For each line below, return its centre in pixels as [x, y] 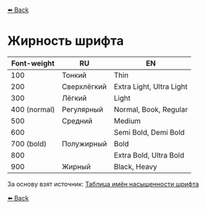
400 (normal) [33, 109]
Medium [127, 120]
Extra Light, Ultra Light [150, 87]
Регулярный [83, 109]
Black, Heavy [135, 166]
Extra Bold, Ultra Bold [149, 155]
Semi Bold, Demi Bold [149, 132]
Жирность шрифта [66, 41]
